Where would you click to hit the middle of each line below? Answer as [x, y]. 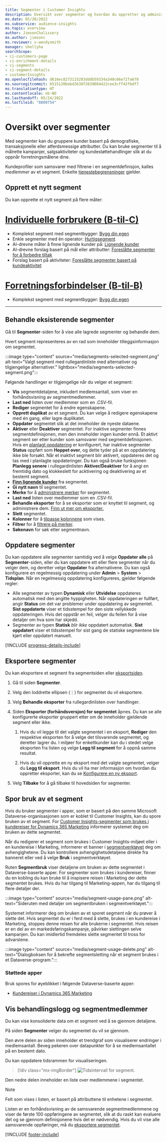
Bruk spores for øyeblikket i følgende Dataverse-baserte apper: [70, 984]
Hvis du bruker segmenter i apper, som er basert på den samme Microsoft [81, 811]
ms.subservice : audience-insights [41, 24]
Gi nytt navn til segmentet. [40, 487]
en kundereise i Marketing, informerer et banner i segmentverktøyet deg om [83, 847]
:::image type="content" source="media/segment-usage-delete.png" [76, 949]
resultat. [28, 753]
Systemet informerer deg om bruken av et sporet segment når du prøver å [81, 913]
